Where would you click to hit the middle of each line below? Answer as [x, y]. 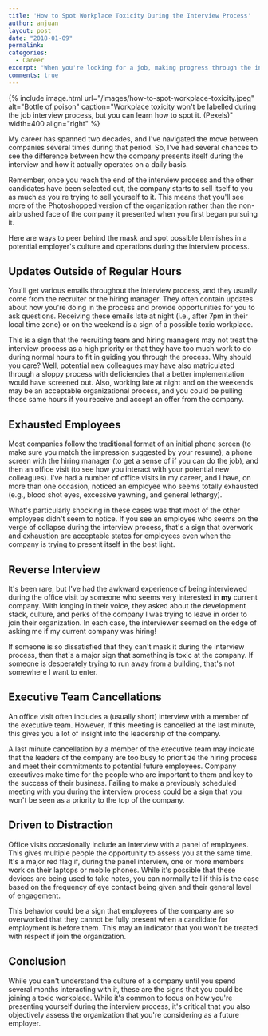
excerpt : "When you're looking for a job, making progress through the [130, 68]
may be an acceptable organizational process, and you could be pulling [126, 391]
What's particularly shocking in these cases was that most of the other [124, 510]
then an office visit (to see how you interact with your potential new [119, 469]
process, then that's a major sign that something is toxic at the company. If [131, 655]
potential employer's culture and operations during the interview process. [129, 246]
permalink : [26, 46]
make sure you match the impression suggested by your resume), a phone [130, 452]
